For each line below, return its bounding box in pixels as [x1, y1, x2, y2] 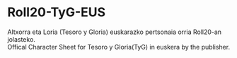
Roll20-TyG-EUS [7, 4, 106, 21]
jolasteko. [7, 35, 35, 43]
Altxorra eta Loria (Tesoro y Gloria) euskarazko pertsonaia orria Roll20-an [7, 28, 221, 36]
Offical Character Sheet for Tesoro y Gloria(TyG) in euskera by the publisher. [7, 42, 231, 51]
